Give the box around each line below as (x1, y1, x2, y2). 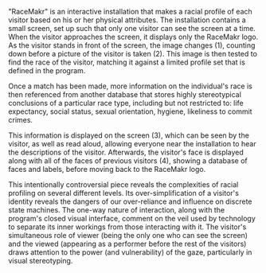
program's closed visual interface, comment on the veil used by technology (8, 214, 256, 223)
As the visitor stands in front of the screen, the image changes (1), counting (8, 41, 256, 50)
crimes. (8, 115, 33, 124)
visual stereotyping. (8, 256, 73, 265)
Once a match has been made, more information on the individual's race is (8, 81, 252, 91)
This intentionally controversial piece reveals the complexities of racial (8, 180, 239, 189)
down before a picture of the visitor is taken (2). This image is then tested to (8, 49, 257, 58)
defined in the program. (8, 66, 86, 75)
